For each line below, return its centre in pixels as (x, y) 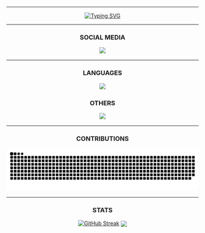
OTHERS (103, 103)
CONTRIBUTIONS (103, 138)
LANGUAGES (103, 73)
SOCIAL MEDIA (103, 37)
